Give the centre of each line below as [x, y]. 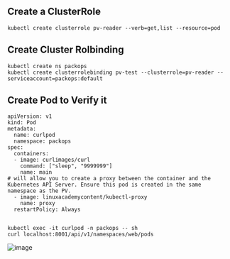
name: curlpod [34, 135]
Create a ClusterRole [54, 12]
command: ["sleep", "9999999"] [66, 166]
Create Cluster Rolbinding [66, 50]
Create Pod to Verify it [57, 100]
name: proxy [38, 204]
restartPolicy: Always [47, 210]
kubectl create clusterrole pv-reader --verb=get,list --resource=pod [114, 28]
